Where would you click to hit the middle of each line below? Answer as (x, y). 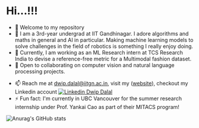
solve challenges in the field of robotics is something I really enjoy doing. (104, 46)
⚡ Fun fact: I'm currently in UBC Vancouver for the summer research (98, 98)
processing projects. (40, 71)
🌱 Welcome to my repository (50, 27)
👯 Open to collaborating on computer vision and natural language (94, 65)
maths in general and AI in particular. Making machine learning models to (104, 40)
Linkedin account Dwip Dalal (64, 92)
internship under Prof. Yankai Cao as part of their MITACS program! (97, 107)
